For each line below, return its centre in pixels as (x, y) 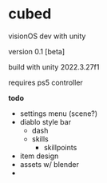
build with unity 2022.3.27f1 (54, 67)
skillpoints (60, 147)
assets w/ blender (50, 164)
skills (40, 139)
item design (39, 156)
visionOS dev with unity (47, 36)
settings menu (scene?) (59, 113)
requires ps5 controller (46, 82)
